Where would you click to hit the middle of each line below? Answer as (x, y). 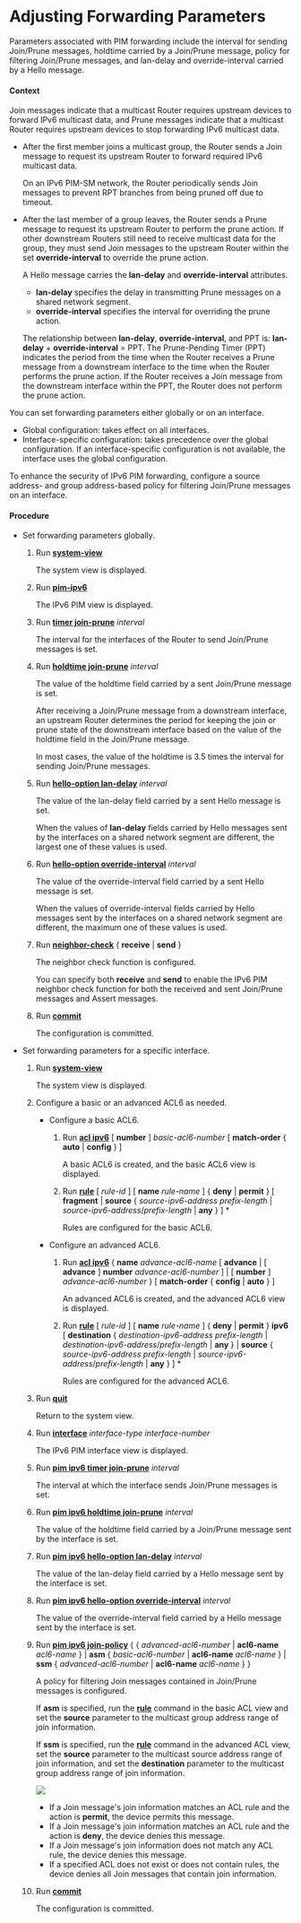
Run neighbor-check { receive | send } (108, 945)
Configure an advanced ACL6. (105, 1245)
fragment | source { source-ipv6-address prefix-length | (168, 1201)
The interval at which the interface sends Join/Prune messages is (156, 1486)
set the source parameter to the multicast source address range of (159, 1755)
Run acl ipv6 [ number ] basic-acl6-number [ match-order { (174, 1138)
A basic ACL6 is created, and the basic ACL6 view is (159, 1164)
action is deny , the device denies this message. (137, 1836)
